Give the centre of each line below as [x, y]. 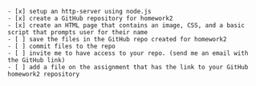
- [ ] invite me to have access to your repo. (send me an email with [128, 53]
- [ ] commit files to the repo [61, 46]
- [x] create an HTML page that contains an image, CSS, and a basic [126, 25]
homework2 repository [44, 74]
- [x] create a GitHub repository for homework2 [90, 18]
